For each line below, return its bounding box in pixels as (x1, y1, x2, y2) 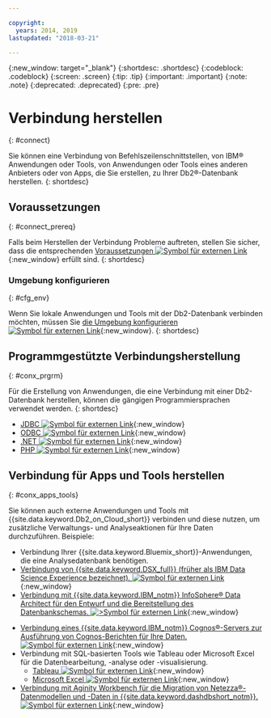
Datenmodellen (19, 692, 71, 702)
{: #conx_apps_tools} (8, 490, 79, 500)
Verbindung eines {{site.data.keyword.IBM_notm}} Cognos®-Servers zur (19, 623, 263, 633)
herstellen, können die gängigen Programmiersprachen (46, 395, 231, 405)
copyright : (8, 19, 45, 27)
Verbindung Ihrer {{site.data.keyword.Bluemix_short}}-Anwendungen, (19, 547, 252, 557)
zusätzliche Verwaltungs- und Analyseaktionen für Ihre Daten (8, 523, 214, 533)
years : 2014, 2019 (15, 26, 78, 35)
